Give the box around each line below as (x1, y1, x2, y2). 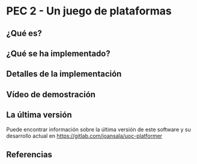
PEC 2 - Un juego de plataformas (6, 4, 172, 18)
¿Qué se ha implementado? (6, 48, 111, 58)
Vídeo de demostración (6, 89, 96, 100)
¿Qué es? (6, 28, 42, 38)
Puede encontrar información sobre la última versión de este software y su (6, 126, 191, 133)
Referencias (6, 149, 53, 160)
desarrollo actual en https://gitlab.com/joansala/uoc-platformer (6, 132, 163, 139)
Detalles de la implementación (6, 69, 122, 79)
